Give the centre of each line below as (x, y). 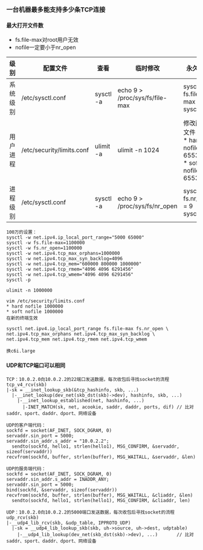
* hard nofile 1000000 (35, 306)
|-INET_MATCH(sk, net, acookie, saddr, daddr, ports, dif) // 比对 (108, 407)
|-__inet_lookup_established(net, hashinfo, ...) (81, 401)
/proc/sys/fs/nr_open (147, 206)
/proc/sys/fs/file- (142, 98)
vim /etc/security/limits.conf (46, 301)
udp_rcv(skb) (23, 518)
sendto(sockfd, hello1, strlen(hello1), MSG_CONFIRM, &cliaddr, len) (101, 501)
